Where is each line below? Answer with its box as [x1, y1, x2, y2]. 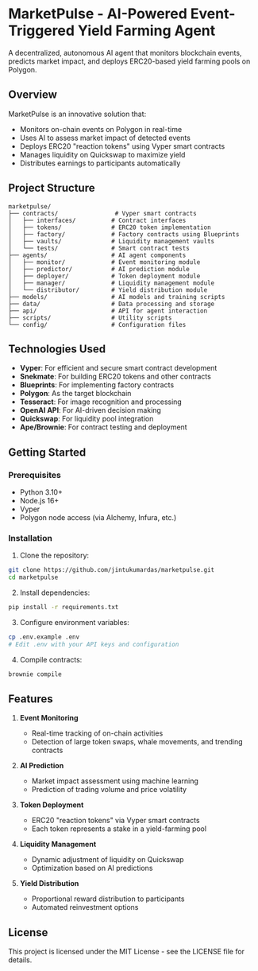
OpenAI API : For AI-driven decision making [19, 406, 161, 415]
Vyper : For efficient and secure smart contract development [19, 363, 218, 373]
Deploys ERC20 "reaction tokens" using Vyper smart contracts [19, 141, 225, 151]
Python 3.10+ [19, 487, 64, 497]
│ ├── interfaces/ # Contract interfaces [8, 216, 187, 224]
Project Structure [8, 181, 95, 195]
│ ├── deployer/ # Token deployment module [8, 272, 201, 280]
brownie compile [8, 670, 62, 678]
